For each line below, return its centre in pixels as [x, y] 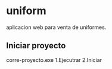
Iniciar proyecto [36, 46]
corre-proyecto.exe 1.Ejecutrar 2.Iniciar [54, 60]
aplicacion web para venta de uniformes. [56, 27]
